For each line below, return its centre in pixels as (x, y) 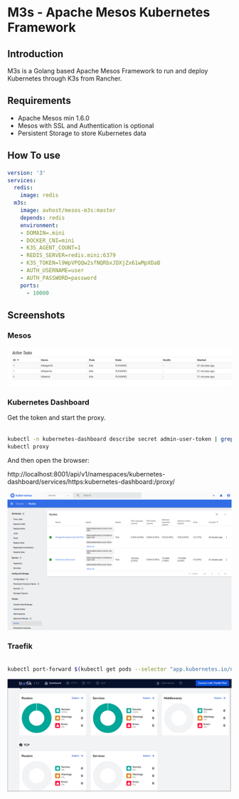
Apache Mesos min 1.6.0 (54, 117)
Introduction (36, 54)
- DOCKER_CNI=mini (47, 240)
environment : (39, 225)
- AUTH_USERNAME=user (52, 271)
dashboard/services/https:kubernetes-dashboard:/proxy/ (91, 481)
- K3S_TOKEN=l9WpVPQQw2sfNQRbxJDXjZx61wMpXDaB (90, 263)
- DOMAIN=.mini (43, 233)
